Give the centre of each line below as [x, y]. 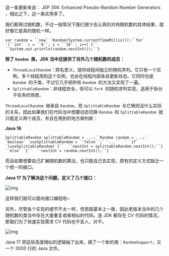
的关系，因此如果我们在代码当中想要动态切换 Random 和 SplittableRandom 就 [84, 112]
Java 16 [13, 128]
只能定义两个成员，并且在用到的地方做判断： [52, 118]
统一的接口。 [23, 167]
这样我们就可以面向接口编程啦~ [38, 198]
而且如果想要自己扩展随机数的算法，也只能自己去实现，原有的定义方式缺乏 [82, 161]
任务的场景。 [30, 95]
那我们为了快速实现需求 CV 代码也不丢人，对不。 [56, 221]
